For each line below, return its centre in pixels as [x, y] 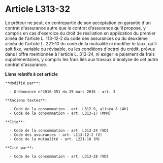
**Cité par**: [20, 148]
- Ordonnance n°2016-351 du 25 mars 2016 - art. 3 [63, 92]
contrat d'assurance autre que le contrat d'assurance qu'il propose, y [76, 28]
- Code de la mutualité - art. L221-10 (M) [55, 139]
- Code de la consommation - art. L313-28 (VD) [59, 156]
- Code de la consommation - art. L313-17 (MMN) [60, 113]
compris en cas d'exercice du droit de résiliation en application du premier [81, 33]
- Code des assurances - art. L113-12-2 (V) [56, 135]
